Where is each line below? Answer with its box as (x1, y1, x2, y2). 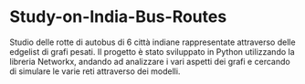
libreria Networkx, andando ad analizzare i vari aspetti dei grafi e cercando (9, 56, 290, 67)
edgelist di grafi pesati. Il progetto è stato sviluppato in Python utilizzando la (9, 46, 295, 57)
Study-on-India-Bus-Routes (9, 6, 227, 27)
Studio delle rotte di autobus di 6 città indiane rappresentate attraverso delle (9, 37, 296, 47)
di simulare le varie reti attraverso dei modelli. (9, 66, 181, 77)
